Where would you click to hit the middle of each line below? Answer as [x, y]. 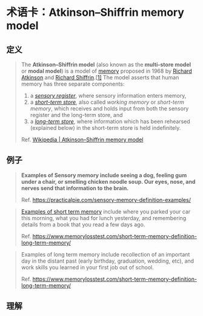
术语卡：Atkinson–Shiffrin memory [95, 12]
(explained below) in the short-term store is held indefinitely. [105, 128]
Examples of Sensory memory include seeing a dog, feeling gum [104, 175]
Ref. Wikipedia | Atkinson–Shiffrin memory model [82, 140]
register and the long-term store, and [76, 115]
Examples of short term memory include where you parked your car [106, 211]
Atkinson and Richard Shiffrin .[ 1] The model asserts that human [100, 77]
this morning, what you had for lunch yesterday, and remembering [104, 218]
